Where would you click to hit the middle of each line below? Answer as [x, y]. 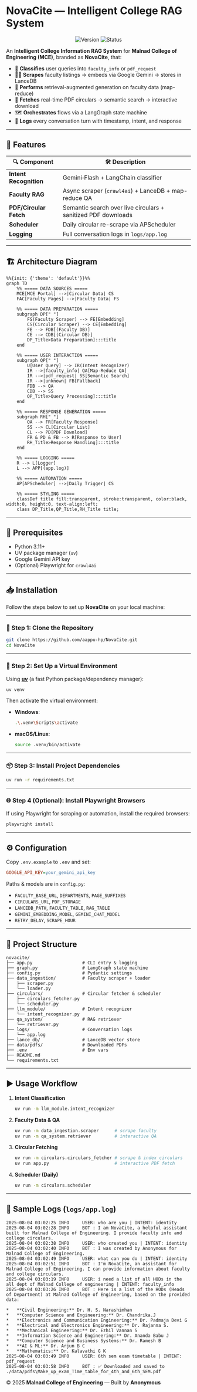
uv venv [16, 690]
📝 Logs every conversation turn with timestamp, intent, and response [98, 121]
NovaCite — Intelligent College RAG [94, 11]
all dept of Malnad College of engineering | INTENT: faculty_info [90, 1284]
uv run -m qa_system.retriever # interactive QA [86, 1136]
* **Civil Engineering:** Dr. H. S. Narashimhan [69, 1310]
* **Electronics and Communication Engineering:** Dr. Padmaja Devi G [97, 1320]
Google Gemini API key [42, 559]
